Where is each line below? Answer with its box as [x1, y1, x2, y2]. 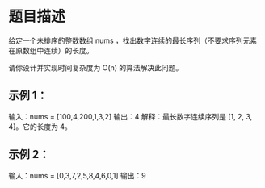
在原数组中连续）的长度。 [8, 45, 94, 55]
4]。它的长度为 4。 [8, 122, 73, 132]
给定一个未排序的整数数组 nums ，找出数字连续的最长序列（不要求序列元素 [8, 36, 258, 45]
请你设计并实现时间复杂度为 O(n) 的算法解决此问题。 [8, 62, 183, 73]
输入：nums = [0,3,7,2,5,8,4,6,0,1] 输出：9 [8, 170, 147, 180]
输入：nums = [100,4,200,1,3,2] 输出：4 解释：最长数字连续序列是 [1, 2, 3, [8, 111, 253, 121]
